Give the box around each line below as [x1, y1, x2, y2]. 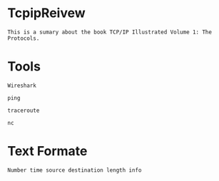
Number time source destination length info [7, 166, 142, 174]
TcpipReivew [7, 5, 86, 21]
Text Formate [7, 143, 88, 160]
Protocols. [7, 34, 40, 42]
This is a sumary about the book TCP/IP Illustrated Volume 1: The [7, 29, 213, 36]
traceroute [7, 107, 40, 114]
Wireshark [7, 82, 37, 89]
